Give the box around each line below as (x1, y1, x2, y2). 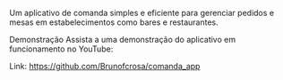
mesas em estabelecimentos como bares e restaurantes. (9, 17, 219, 28)
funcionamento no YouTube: (9, 44, 114, 54)
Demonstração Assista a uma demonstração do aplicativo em (9, 35, 236, 44)
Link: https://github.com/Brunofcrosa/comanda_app (9, 61, 201, 71)
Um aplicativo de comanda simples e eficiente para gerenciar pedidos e (9, 8, 275, 18)
